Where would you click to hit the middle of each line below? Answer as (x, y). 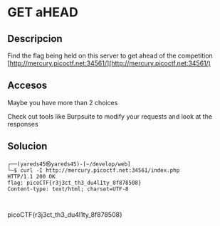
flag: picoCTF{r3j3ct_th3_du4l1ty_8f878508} (74, 183)
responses (23, 124)
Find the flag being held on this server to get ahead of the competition (110, 55)
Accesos (27, 86)
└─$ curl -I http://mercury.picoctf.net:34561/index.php (94, 170)
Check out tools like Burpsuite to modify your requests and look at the (110, 116)
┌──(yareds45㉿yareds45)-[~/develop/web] (69, 164)
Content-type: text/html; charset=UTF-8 (68, 189)
